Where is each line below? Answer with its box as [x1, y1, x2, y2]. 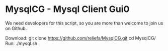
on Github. [5, 25, 27, 31]
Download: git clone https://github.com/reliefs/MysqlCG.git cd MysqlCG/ [5, 35, 156, 41]
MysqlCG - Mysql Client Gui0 [5, 3, 130, 15]
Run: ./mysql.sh [5, 40, 38, 46]
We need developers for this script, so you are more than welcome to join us [5, 20, 163, 26]
